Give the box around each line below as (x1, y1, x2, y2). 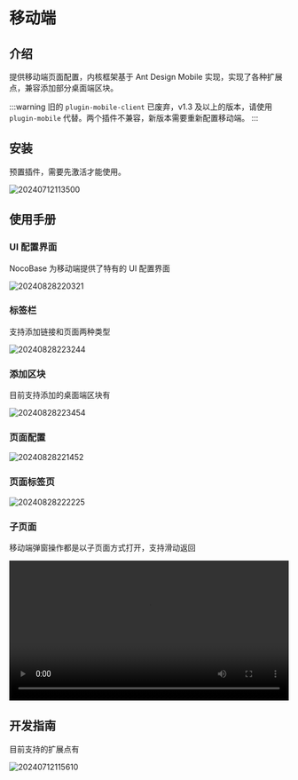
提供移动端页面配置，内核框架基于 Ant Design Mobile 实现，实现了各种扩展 (9, 72, 283, 82)
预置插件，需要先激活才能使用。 (9, 166, 126, 177)
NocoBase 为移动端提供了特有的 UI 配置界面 (9, 263, 170, 274)
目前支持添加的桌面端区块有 (9, 390, 111, 401)
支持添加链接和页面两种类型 (9, 326, 111, 337)
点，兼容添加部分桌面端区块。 (9, 83, 118, 93)
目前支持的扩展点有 (9, 744, 80, 754)
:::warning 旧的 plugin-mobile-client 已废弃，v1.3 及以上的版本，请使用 (9, 101, 273, 112)
